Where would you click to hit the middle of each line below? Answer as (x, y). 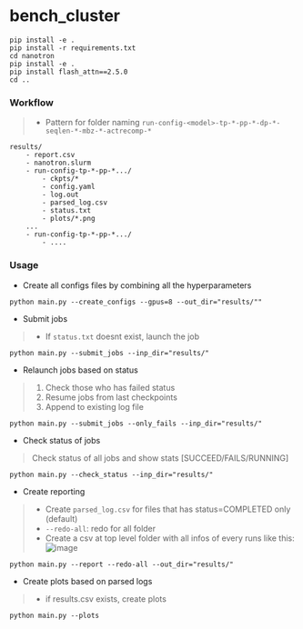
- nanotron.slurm (59, 163)
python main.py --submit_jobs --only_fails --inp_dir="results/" (136, 424)
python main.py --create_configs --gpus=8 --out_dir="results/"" (136, 302)
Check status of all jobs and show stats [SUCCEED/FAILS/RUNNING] (160, 458)
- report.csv (50, 155)
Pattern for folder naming (92, 123)
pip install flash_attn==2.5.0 (69, 72)
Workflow (32, 103)
